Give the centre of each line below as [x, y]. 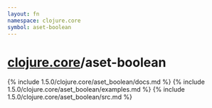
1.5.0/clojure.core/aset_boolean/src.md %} [70, 97]
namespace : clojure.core [44, 21]
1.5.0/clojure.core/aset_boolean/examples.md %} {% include [96, 90]
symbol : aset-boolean [39, 27]
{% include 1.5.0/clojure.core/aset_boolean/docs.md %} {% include [106, 82]
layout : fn [23, 14]
